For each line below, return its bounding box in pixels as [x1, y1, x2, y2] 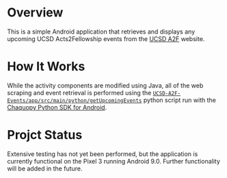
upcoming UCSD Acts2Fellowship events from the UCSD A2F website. [7, 34, 205, 42]
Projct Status [7, 127, 83, 143]
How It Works [7, 59, 85, 75]
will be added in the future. [7, 164, 83, 173]
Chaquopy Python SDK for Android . [7, 103, 107, 111]
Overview [7, 5, 64, 21]
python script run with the [143, 96, 217, 104]
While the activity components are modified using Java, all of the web [7, 81, 204, 90]
